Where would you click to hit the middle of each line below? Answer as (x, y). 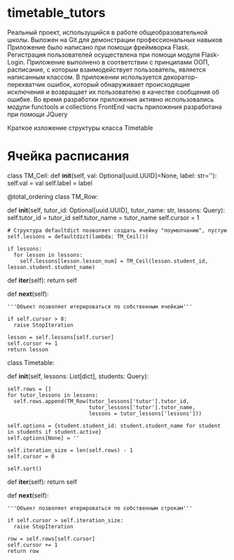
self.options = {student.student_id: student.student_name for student (114, 425)
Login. (16, 62)
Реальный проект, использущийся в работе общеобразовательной (108, 32)
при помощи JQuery (37, 114)
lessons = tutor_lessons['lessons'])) (145, 414)
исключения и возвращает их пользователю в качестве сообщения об (113, 92)
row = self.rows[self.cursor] (51, 539)
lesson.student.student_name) (51, 267)
